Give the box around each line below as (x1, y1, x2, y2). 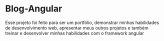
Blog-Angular (5, 3, 62, 14)
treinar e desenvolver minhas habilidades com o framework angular (5, 30, 144, 36)
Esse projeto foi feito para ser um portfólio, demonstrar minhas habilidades (5, 19, 159, 25)
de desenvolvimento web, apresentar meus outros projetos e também (5, 24, 148, 30)
